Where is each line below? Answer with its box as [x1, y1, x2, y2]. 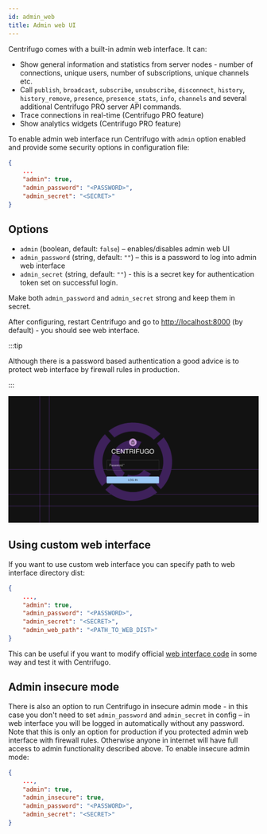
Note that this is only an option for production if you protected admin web [8, 727, 249, 736]
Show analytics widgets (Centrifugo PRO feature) [19, 118, 181, 128]
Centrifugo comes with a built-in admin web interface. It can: [8, 44, 207, 53]
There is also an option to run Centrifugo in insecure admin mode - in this [8, 701, 249, 711]
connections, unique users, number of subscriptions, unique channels [19, 68, 250, 77]
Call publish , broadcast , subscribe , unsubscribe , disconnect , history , [19, 84, 246, 95]
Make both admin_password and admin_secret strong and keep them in [8, 293, 236, 302]
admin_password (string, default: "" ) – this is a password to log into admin [19, 252, 257, 262]
